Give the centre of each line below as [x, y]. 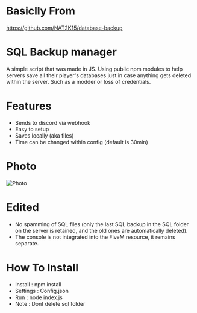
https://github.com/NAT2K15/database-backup [64, 28]
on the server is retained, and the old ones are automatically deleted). [101, 230]
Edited [23, 207]
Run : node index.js [39, 297]
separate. [27, 243]
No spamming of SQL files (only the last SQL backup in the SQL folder [102, 224]
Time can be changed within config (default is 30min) [82, 142]
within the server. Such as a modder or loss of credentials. [79, 81]
